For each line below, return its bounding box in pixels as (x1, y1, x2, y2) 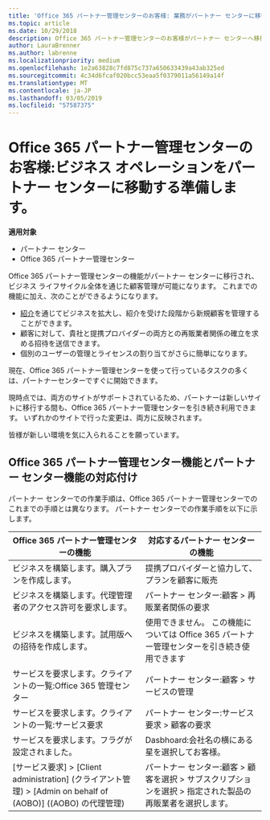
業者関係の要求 (153, 601, 211, 613)
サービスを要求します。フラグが (12, 734, 133, 745)
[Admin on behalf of (33, 785, 108, 797)
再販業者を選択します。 (145, 797, 233, 809)
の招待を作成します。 (12, 641, 92, 652)
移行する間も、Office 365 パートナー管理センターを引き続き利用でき (22, 403, 250, 412)
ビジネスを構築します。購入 (12, 562, 117, 573)
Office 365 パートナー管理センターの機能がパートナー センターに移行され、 (8, 271, 259, 281)
